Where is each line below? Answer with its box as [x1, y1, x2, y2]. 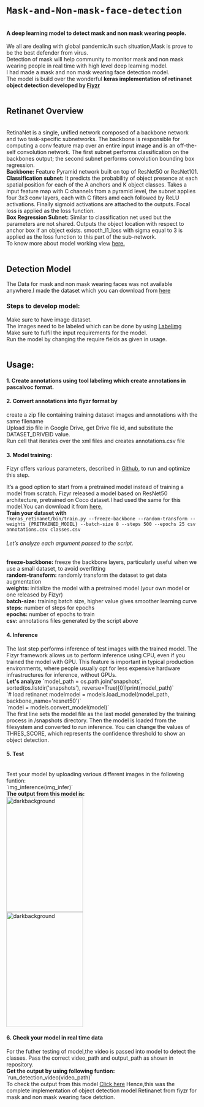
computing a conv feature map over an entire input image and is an [6, 142, 176, 149]
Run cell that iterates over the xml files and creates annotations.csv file [6, 438, 185, 445]
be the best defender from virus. [6, 48, 89, 56]
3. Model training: [6, 451, 53, 458]
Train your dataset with [6, 509, 67, 517]
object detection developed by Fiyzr [6, 82, 100, 89]
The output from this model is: [6, 790, 85, 797]
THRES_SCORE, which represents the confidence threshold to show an [6, 730, 186, 737]
